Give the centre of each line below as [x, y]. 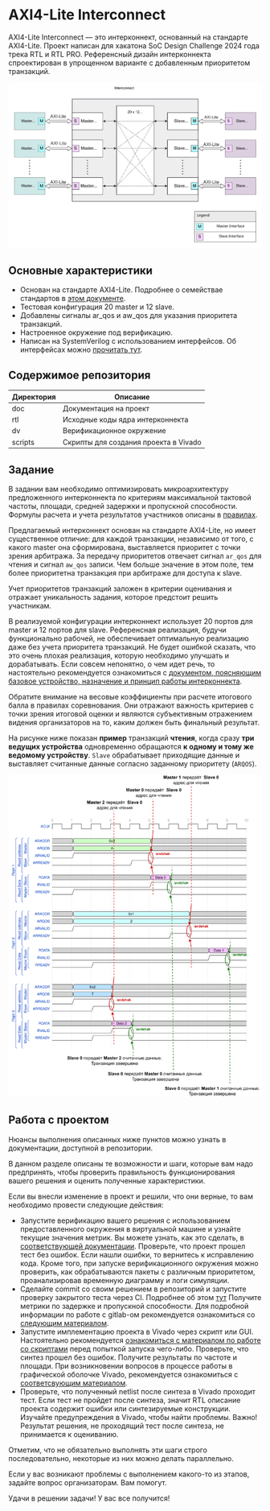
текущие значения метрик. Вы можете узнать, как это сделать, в [132, 1237]
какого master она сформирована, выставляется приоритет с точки [125, 547]
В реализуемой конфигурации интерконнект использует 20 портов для [131, 621]
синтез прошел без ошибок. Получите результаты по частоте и [128, 1357]
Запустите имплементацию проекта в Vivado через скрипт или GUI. [137, 1331]
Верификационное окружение [115, 431]
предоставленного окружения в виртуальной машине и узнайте [130, 1228]
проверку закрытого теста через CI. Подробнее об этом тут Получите [141, 1297]
